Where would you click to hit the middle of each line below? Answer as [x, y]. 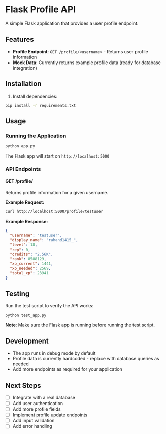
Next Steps [23, 385]
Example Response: [27, 221]
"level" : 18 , [24, 245]
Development [27, 341]
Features [20, 39]
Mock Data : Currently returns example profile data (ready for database [87, 63]
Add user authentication [38, 403]
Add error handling [32, 426]
